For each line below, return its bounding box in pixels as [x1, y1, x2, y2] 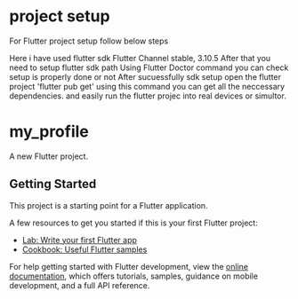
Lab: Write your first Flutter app [21, 234, 138, 245]
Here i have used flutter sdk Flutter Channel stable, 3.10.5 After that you [9, 52, 271, 63]
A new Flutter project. [9, 151, 89, 161]
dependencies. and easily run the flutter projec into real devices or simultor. [9, 90, 286, 101]
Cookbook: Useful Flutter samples [21, 244, 148, 255]
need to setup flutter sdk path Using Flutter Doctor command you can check [9, 62, 289, 73]
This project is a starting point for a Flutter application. [9, 200, 208, 210]
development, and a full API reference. [9, 279, 150, 290]
